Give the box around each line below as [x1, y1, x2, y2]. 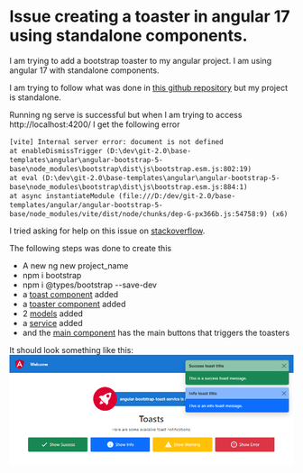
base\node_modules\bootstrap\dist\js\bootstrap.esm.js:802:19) [9, 164, 252, 173]
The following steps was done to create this [9, 242, 172, 253]
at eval [9, 173, 39, 182]
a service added [22, 317, 83, 328]
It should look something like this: [9, 344, 133, 355]
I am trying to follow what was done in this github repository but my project [9, 82, 289, 93]
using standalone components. [9, 25, 248, 46]
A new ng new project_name [22, 259, 129, 271]
